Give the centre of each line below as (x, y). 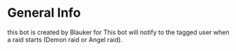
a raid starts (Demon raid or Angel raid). (65, 39)
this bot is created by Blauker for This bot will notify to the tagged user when (118, 32)
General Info (44, 13)
